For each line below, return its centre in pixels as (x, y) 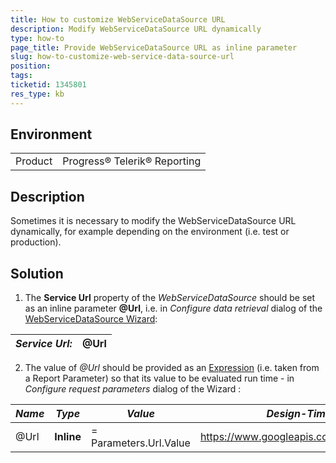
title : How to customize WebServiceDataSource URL (118, 19)
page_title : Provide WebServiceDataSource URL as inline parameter (154, 47)
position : (31, 66)
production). (36, 242)
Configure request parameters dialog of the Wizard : (133, 389)
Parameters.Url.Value (140, 443)
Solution (37, 273)
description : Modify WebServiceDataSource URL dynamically (136, 29)
